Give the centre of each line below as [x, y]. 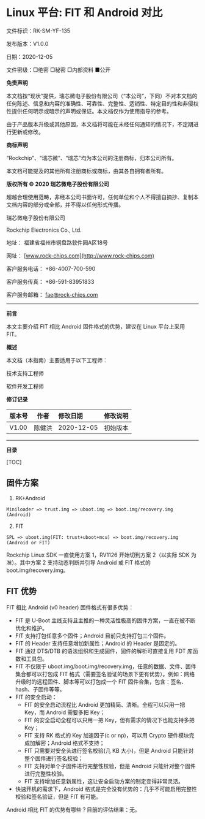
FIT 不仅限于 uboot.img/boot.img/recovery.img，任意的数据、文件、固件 [106, 666]
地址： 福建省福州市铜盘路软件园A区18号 [57, 242]
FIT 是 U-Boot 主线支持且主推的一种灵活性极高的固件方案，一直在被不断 [106, 620]
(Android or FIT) [28, 543]
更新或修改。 [27, 132]
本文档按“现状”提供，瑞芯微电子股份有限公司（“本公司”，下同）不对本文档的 [102, 96]
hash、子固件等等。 [40, 689]
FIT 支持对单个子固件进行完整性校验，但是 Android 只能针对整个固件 [110, 766]
